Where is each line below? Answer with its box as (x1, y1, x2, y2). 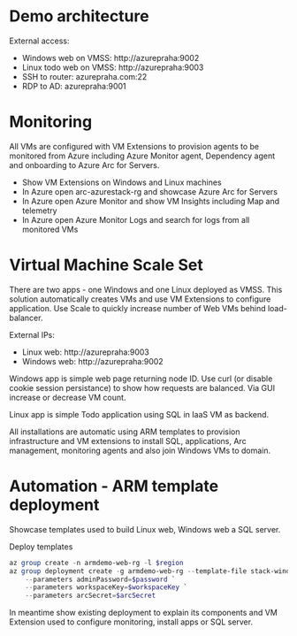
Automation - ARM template (9, 476, 219, 496)
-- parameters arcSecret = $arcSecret (25, 591, 156, 601)
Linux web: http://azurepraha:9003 (21, 347, 150, 357)
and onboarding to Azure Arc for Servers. (9, 159, 160, 170)
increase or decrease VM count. (9, 392, 126, 402)
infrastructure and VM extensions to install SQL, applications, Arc (9, 435, 247, 446)
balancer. (9, 312, 43, 323)
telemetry (21, 205, 57, 216)
